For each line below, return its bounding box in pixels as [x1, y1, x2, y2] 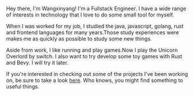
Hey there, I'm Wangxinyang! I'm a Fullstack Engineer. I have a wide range [6, 5, 186, 12]
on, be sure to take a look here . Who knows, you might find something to [6, 77, 183, 84]
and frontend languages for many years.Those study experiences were [6, 29, 179, 36]
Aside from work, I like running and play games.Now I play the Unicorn [6, 47, 178, 54]
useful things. [6, 83, 40, 90]
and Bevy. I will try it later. [6, 59, 69, 66]
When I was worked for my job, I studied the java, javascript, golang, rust [6, 23, 184, 29]
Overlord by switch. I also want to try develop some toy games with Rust [6, 53, 182, 59]
